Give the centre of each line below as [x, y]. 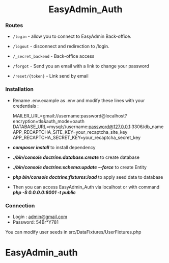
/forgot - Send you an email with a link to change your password [81, 66]
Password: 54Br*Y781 [35, 222]
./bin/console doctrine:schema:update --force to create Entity [79, 167]
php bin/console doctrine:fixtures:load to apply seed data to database [88, 177]
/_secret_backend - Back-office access [53, 56]
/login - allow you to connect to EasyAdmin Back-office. [72, 36]
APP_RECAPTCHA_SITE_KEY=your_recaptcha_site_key [70, 132]
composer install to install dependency [54, 147]
